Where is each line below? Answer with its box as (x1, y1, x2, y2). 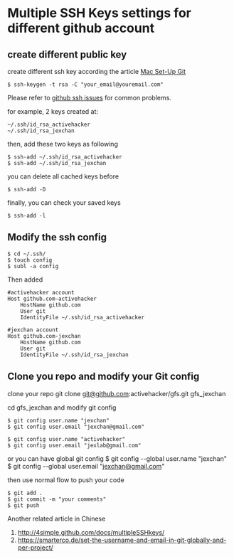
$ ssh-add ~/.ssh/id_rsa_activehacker (7, 154, 122, 161)
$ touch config (7, 256, 53, 264)
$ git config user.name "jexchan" (7, 417, 110, 424)
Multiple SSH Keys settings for (7, 5, 192, 21)
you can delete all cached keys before (7, 172, 119, 181)
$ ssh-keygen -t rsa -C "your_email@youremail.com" (7, 81, 164, 88)
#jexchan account (7, 326, 59, 334)
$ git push (7, 501, 40, 509)
